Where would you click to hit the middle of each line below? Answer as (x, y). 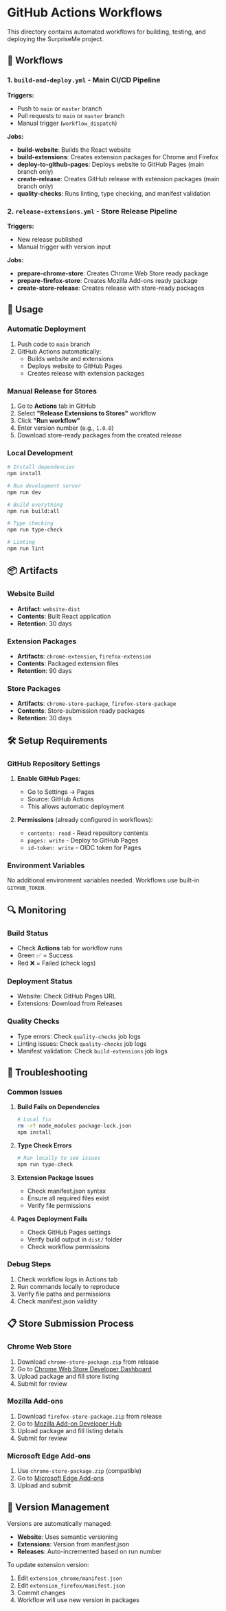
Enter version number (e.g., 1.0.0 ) (66, 428)
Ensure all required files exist (68, 1198)
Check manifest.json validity (57, 1301)
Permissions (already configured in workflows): (85, 819)
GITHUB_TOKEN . (26, 888)
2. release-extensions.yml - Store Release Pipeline (92, 211)
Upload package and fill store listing (68, 1376)
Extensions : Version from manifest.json (73, 1544)
